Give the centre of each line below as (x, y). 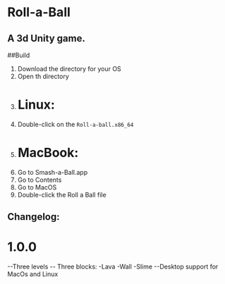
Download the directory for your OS (69, 69)
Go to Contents (39, 180)
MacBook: (48, 153)
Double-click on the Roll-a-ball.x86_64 (75, 124)
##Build (19, 55)
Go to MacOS (37, 187)
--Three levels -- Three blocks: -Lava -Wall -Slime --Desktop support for (113, 267)
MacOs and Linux (33, 274)
